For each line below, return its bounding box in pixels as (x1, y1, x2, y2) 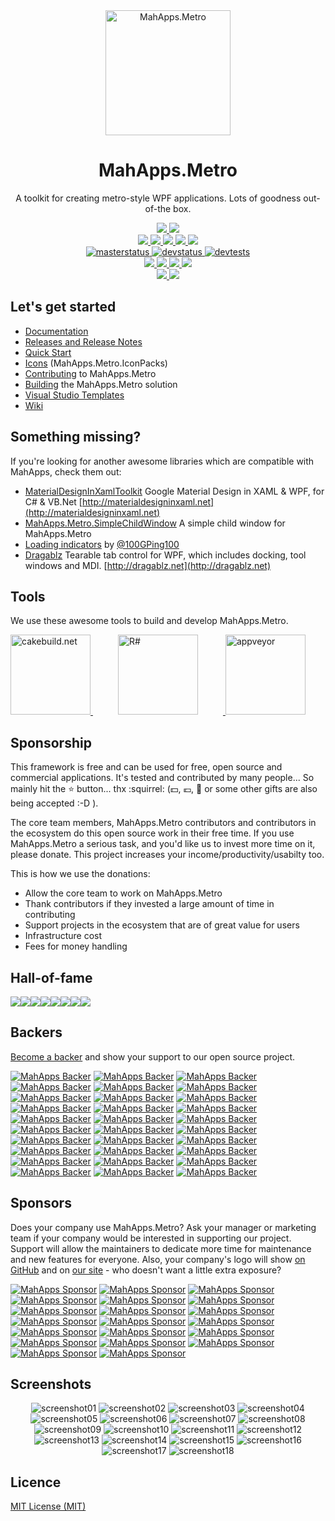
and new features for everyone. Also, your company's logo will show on (10, 1253, 306, 1265)
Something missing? (10, 429, 142, 446)
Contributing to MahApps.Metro (24, 367, 157, 379)
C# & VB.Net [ (24, 495, 83, 508)
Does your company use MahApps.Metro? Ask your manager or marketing (10, 1221, 317, 1233)
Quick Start (24, 346, 72, 358)
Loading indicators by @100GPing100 (24, 538, 180, 550)
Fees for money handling (24, 940, 128, 953)
